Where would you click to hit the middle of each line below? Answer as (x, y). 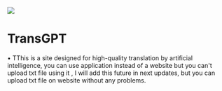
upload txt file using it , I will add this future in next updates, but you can (111, 73)
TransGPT (37, 39)
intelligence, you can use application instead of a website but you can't (110, 65)
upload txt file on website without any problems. (77, 80)
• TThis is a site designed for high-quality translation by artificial (100, 58)
